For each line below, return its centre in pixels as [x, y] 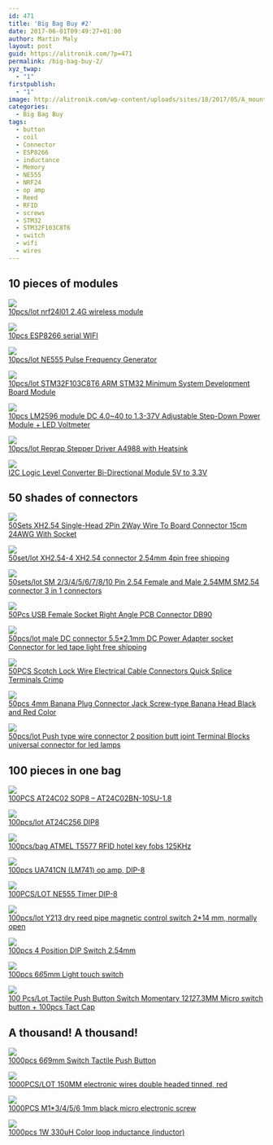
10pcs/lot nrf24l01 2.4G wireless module [76, 311]
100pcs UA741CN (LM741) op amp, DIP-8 [77, 870]
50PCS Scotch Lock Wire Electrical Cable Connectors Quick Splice [120, 671]
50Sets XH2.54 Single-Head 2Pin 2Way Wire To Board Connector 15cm [128, 525]
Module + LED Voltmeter [50, 424]
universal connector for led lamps [65, 745]
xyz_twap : [25, 69]
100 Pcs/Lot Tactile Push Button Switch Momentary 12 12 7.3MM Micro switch [136, 998]
